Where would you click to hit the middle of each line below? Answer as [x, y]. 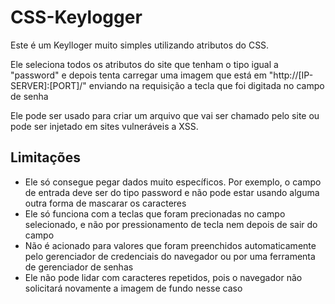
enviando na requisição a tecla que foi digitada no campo [206, 85]
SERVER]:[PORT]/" [48, 85]
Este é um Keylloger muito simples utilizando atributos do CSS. [140, 45]
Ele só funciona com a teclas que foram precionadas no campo [155, 213]
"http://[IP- [291, 75]
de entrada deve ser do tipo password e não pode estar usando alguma [172, 192]
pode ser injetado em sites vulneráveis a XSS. [104, 126]
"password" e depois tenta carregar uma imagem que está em [138, 75]
